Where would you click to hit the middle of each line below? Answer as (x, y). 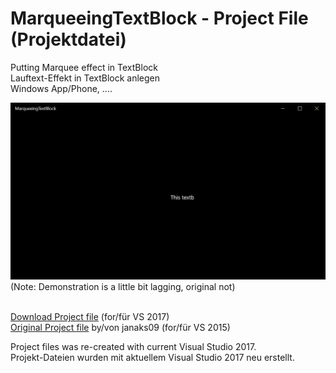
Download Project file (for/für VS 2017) (90, 317)
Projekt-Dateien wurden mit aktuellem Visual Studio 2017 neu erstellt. (152, 358)
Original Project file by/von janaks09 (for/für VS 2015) (120, 328)
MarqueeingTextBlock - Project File (159, 18)
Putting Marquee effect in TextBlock (84, 67)
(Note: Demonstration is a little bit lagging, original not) (123, 287)
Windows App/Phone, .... (61, 88)
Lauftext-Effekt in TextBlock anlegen (85, 78)
